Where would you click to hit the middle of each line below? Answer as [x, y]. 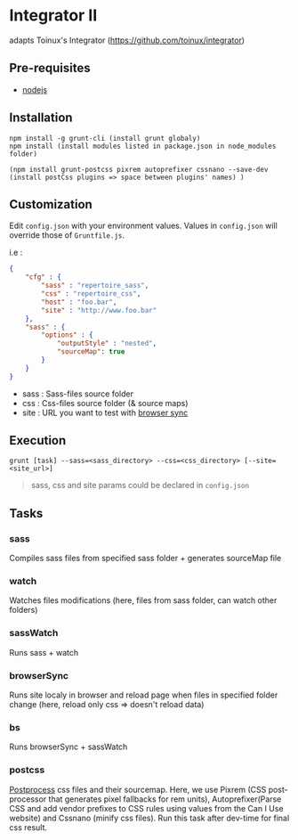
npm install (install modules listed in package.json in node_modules [143, 146]
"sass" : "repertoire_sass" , [95, 286]
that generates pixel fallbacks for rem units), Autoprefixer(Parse [165, 799]
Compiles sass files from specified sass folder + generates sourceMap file [145, 559]
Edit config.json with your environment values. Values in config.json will [143, 226]
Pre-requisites [50, 68]
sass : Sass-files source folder [78, 394]
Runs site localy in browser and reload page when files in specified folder [144, 695]
